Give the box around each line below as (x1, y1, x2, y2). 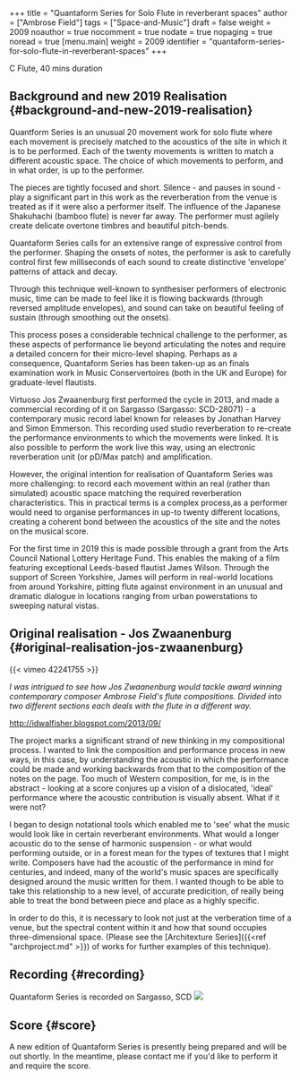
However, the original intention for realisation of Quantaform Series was (9, 468, 273, 479)
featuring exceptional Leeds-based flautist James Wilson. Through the (9, 561, 270, 572)
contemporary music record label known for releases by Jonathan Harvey (9, 413, 282, 424)
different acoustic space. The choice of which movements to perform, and (9, 155, 284, 166)
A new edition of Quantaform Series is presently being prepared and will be (9, 1041, 287, 1052)
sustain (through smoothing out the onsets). (9, 312, 172, 322)
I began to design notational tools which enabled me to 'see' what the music (9, 819, 290, 829)
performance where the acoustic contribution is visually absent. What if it (9, 792, 280, 802)
